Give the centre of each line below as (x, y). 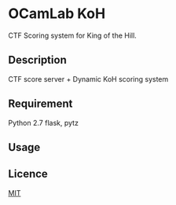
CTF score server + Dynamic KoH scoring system (88, 79)
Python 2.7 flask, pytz (43, 123)
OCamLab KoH (57, 14)
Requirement (40, 104)
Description (37, 60)
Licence (28, 174)
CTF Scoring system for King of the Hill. (73, 35)
